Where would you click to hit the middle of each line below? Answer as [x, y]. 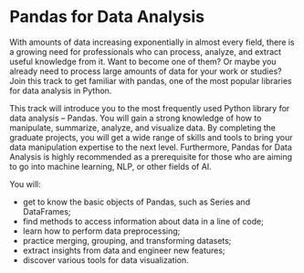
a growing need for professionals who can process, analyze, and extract [145, 51]
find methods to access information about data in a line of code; [143, 221]
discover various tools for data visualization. [105, 260]
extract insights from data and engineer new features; [124, 250]
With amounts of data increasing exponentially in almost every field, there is [152, 42]
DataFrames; [47, 211]
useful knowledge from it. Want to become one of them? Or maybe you [143, 61]
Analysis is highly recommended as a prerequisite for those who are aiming [151, 156]
